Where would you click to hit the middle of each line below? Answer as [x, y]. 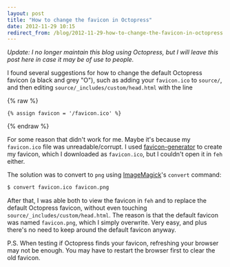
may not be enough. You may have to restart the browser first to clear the [111, 250]
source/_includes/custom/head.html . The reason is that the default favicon [113, 215]
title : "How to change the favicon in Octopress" [80, 20]
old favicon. [24, 258]
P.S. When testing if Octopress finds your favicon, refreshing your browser [113, 243]
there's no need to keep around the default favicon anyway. [92, 230]
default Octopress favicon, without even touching [77, 208]
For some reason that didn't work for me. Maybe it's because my [99, 140]
